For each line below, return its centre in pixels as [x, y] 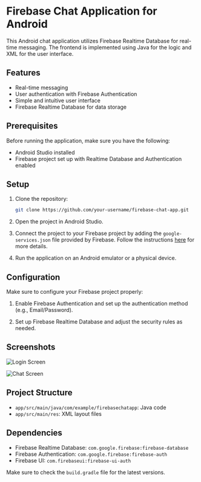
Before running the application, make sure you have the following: [88, 140]
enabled [25, 165]
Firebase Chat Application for [82, 11]
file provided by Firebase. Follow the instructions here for [123, 240]
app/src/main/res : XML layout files [58, 413]
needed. [25, 328]
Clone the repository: [41, 199]
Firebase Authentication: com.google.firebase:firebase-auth [91, 454]
